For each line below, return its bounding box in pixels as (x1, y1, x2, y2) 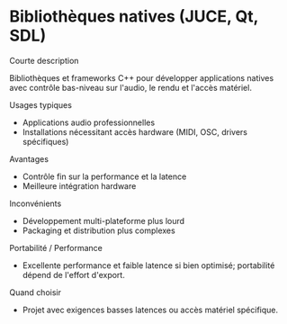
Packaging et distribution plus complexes (22, 225, 175, 236)
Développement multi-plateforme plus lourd (22, 215, 185, 226)
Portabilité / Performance (9, 242, 103, 253)
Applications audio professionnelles (22, 117, 156, 128)
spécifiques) (22, 136, 69, 147)
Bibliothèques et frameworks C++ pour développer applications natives (9, 72, 274, 83)
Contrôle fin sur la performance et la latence (22, 171, 187, 182)
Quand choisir (9, 286, 61, 298)
